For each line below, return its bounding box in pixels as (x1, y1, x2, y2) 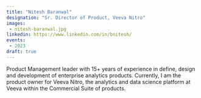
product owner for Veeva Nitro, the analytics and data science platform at (6, 78, 191, 85)
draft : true (6, 49, 37, 55)
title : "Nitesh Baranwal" (6, 9, 72, 15)
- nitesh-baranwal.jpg (9, 26, 67, 32)
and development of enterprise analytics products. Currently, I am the (6, 71, 182, 79)
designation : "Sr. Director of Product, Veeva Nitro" (6, 15, 146, 21)
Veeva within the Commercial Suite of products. (6, 85, 126, 92)
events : (6, 37, 26, 43)
